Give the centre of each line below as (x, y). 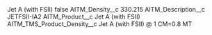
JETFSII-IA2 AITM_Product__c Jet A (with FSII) (74, 16)
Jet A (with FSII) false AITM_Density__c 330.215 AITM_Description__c (106, 9)
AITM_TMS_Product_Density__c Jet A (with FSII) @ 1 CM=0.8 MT (100, 24)
